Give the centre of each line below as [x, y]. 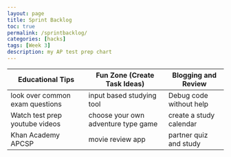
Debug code [188, 95]
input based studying [122, 95]
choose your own [117, 115]
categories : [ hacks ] [37, 39]
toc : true [21, 26]
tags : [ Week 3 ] [29, 45]
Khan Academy [35, 135]
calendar [183, 123]
